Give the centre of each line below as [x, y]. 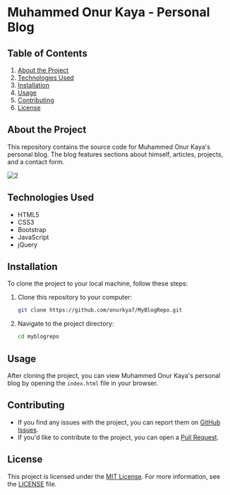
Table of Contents [48, 53]
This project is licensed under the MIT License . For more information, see [114, 476]
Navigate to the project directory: [66, 324]
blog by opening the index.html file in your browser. [83, 383]
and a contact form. [36, 161]
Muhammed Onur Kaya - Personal [109, 12]
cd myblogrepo [38, 337]
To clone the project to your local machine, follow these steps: [98, 283]
